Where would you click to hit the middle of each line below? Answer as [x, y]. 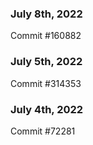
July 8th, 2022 [46, 14]
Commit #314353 [46, 83]
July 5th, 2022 [46, 62]
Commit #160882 [46, 36]
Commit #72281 [43, 131]
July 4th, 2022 [47, 109]
